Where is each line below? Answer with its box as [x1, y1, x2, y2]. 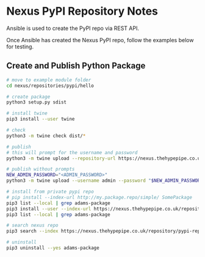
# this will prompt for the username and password [6, 149, 138, 155]
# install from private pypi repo [6, 188, 95, 195]
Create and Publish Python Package [6, 61, 146, 71]
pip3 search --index [6, 228, 59, 234]
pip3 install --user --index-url [6, 206, 92, 212]
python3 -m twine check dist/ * [6, 133, 86, 139]
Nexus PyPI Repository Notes [6, 4, 159, 18]
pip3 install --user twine [6, 116, 75, 122]
